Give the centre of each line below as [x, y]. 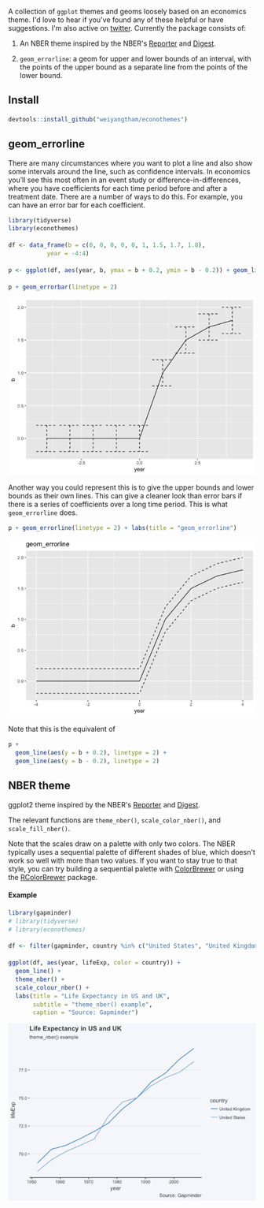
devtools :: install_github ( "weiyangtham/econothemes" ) [98, 119]
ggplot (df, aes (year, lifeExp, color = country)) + [94, 963]
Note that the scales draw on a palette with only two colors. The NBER [122, 844]
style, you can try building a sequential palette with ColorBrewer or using [126, 869]
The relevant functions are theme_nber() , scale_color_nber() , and [115, 820]
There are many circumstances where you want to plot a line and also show [130, 163]
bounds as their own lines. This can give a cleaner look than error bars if [125, 496]
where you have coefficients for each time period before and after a [118, 188]
